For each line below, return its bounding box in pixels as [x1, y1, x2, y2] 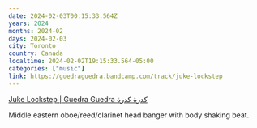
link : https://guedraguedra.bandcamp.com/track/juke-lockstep [8, 72, 223, 80]
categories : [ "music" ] [8, 65, 85, 73]
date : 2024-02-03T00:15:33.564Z [8, 11, 118, 20]
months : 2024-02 [8, 27, 63, 35]
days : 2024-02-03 [8, 34, 67, 43]
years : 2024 [8, 19, 49, 28]
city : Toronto [8, 42, 57, 50]
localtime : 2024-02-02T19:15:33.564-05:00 [8, 58, 154, 66]
